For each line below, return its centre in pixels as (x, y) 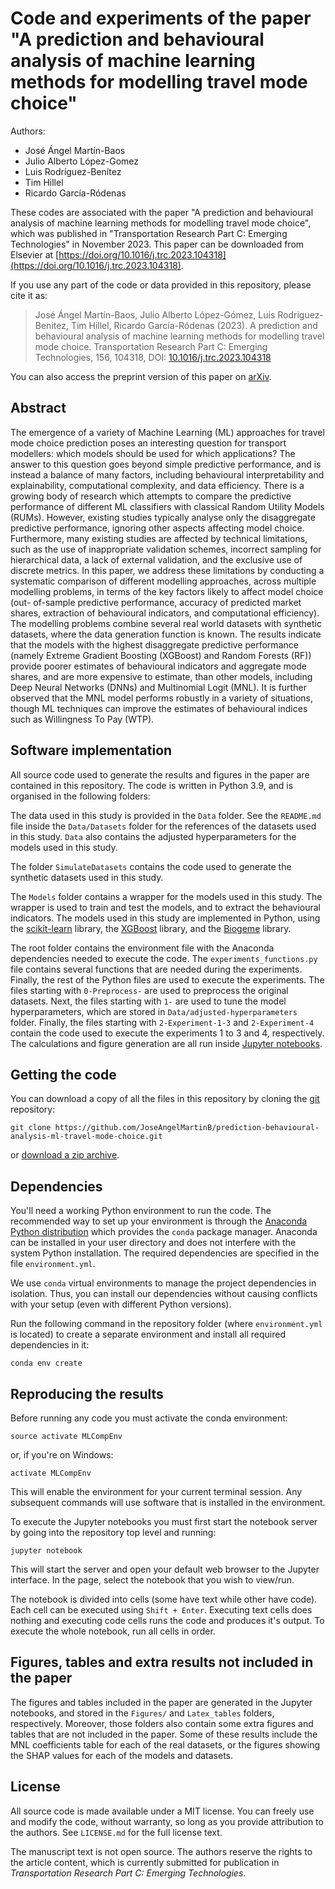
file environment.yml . (53, 1264)
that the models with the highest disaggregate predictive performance (154, 644)
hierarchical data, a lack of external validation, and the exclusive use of (156, 559)
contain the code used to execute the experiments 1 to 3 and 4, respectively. (167, 1033)
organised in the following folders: (80, 796)
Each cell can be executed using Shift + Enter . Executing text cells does (161, 1610)
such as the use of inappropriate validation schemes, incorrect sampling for (166, 549)
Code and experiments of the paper (161, 18)
